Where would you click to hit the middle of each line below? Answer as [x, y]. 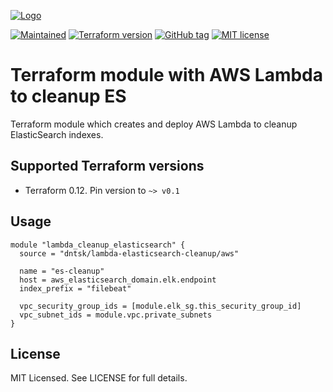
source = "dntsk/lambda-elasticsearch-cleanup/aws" [129, 253]
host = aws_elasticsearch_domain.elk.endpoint [118, 280]
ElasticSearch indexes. [57, 134]
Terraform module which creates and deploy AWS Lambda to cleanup [154, 124]
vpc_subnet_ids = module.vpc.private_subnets [116, 315]
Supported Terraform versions [107, 166]
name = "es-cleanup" [62, 271]
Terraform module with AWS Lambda [166, 75]
